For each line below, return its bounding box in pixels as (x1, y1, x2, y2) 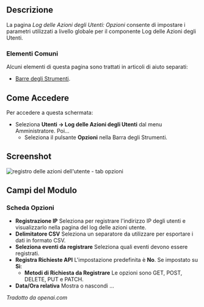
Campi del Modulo (6, 186, 78, 196)
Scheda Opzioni (6, 204, 54, 212)
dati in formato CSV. (15, 237, 66, 244)
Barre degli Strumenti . (15, 75, 71, 82)
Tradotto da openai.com (6, 294, 68, 302)
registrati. (15, 250, 40, 257)
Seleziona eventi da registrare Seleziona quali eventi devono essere (15, 244, 188, 251)
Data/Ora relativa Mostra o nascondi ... (15, 282, 115, 289)
